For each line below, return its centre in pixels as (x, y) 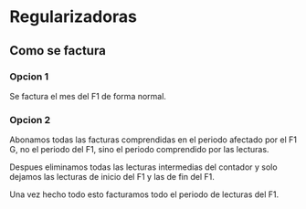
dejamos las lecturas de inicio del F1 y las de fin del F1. (112, 177)
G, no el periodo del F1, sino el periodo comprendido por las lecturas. (139, 150)
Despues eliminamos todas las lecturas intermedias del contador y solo (143, 167)
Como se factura (58, 51)
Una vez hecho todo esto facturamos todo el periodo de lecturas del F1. (144, 194)
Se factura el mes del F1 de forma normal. (88, 96)
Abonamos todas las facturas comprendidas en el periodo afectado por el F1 (153, 140)
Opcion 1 (29, 77)
